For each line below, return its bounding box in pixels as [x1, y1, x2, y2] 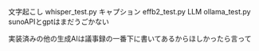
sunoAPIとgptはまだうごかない [8, 17, 109, 26]
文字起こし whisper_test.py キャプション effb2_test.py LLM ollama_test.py [8, 7, 251, 16]
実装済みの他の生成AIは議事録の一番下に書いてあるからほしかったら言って [8, 34, 252, 43]
